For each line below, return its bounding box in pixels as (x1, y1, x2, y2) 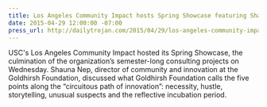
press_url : (8, 26, 44, 34)
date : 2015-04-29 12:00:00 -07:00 (8, 19, 123, 27)
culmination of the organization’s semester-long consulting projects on (8, 56, 240, 66)
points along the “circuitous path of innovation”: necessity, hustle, (8, 82, 223, 91)
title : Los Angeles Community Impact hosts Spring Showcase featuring (8, 11, 247, 20)
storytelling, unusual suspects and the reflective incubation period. (8, 90, 227, 100)
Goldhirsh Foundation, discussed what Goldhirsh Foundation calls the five (8, 73, 250, 83)
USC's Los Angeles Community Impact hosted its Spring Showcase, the (8, 48, 243, 58)
